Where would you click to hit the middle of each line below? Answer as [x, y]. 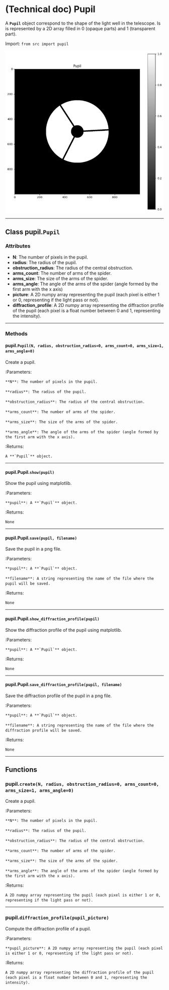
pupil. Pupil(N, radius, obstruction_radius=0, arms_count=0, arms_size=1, [84, 346]
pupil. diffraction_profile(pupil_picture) [57, 918]
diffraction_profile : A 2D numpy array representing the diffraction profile [88, 305]
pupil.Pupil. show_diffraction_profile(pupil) [52, 618]
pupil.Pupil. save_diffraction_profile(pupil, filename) [64, 685]
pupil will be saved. [28, 584]
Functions [21, 770]
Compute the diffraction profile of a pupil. [48, 929]
